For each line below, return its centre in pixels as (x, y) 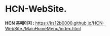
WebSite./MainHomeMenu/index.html (43, 28)
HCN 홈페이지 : (20, 23)
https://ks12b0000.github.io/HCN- (70, 23)
